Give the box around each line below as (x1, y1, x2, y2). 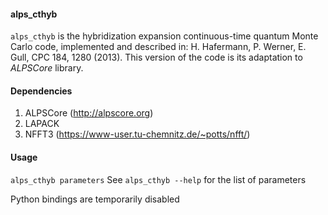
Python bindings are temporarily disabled (10, 193, 180, 205)
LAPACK (24, 118, 60, 130)
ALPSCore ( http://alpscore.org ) (24, 107, 154, 119)
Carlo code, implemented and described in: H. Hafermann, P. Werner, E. (10, 41, 307, 53)
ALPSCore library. (10, 62, 84, 74)
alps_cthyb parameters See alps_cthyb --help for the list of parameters (10, 173, 307, 185)
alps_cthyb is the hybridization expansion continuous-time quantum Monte (10, 30, 319, 42)
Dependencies (10, 85, 73, 97)
